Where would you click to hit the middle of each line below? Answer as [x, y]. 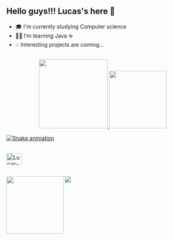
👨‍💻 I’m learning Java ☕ [44, 36]
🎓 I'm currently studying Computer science [71, 26]
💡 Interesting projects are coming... [59, 44]
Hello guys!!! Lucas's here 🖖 [61, 11]
